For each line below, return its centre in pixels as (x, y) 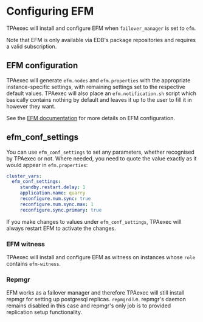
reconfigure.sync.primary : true (61, 210)
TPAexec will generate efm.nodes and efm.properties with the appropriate (98, 80)
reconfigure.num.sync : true (55, 199)
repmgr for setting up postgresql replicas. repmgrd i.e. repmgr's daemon (96, 299)
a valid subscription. (32, 46)
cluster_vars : (24, 176)
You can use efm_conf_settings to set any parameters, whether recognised (100, 152)
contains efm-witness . (33, 263)
